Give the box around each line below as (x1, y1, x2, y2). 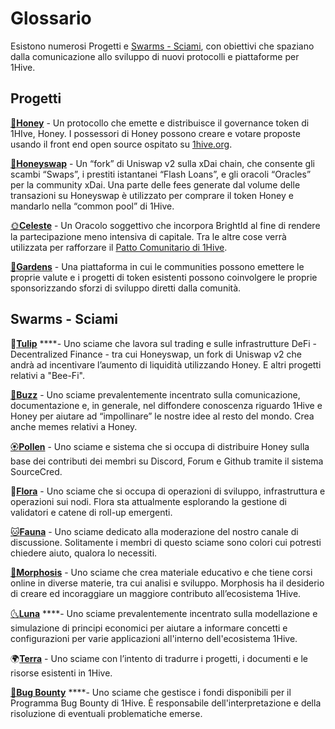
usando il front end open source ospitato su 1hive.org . (10, 138, 233, 150)
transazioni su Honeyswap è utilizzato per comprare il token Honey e (10, 189, 294, 201)
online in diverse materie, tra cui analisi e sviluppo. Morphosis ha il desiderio (10, 577, 325, 589)
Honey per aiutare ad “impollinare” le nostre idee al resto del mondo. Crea (10, 410, 315, 422)
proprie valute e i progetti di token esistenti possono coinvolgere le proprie (10, 271, 318, 283)
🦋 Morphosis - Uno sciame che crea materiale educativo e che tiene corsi (10, 566, 313, 578)
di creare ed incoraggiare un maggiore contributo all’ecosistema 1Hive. (10, 587, 302, 599)
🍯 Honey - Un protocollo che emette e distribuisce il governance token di (10, 117, 310, 129)
